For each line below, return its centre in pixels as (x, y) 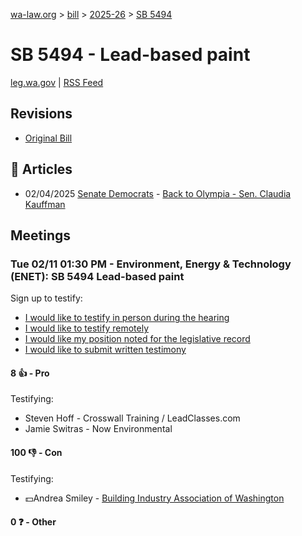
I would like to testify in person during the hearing (127, 318)
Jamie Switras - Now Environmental (98, 429)
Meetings (41, 235)
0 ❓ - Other (33, 522)
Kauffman (45, 204)
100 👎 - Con (36, 453)
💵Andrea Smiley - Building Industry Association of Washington (154, 498)
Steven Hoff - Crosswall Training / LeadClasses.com (132, 418)
